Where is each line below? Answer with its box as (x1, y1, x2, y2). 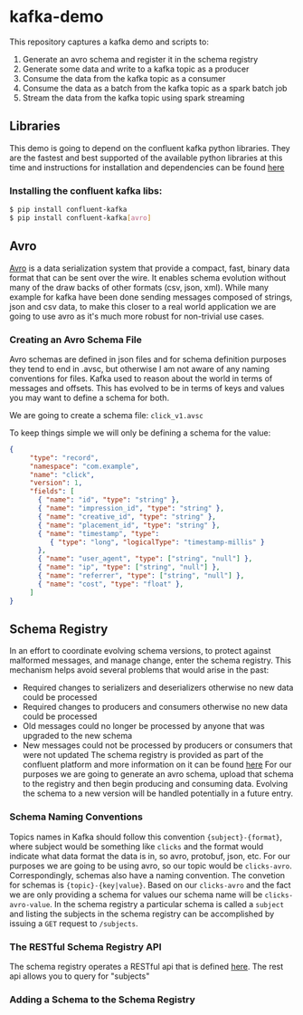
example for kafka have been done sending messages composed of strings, (9, 292, 293, 302)
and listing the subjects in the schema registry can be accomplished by (9, 908, 275, 919)
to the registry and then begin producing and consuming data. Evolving (22, 779, 289, 790)
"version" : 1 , (29, 478, 83, 488)
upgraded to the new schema (22, 731, 133, 742)
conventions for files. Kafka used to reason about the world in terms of (9, 373, 273, 384)
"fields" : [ (29, 487, 75, 496)
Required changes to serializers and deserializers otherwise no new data (22, 682, 294, 694)
